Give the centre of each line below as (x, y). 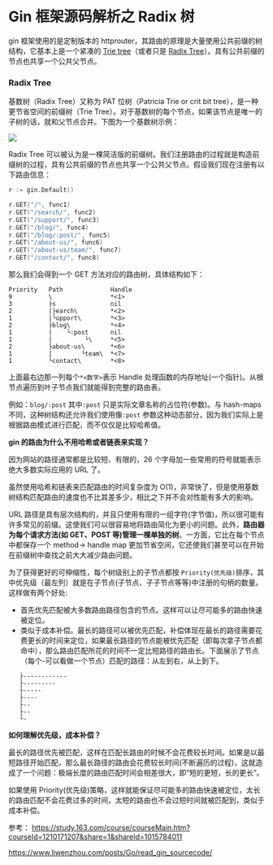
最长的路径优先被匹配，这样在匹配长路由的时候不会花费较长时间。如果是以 (133, 753)
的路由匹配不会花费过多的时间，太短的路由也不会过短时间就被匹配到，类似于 (136, 800)
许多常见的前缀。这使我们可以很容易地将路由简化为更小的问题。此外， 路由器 (136, 525)
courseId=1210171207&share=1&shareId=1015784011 (95, 837)
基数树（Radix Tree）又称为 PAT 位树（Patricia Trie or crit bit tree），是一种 (134, 102)
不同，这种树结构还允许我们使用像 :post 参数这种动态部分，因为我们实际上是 (136, 415)
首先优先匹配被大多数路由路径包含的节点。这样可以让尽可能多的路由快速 (141, 610)
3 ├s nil (65, 304)
